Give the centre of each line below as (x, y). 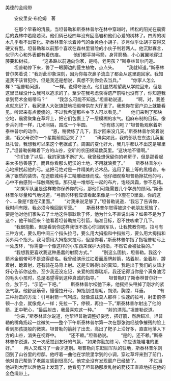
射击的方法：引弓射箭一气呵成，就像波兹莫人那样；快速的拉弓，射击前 (88, 297)
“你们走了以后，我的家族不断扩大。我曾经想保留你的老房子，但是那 (84, 157)
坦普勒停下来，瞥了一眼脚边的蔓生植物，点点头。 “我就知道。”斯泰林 (89, 67)
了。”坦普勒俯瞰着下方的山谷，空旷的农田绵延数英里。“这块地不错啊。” (77, 150)
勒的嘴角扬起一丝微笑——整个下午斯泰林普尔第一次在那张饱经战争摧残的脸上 (85, 322)
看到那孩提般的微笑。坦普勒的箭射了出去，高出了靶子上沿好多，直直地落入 (83, 329)
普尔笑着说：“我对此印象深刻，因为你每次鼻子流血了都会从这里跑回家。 (80, 74)
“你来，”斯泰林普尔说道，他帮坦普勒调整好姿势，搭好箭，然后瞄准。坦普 (89, 316)
